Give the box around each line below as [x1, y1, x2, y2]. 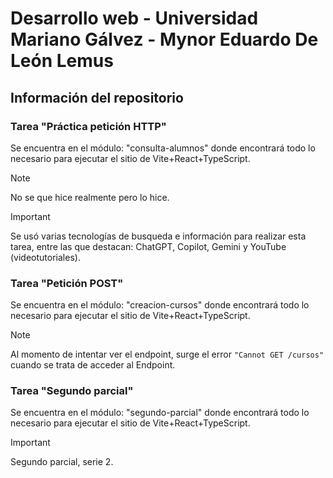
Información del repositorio [10, 89, 184, 106]
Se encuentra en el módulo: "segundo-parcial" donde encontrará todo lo [10, 407, 310, 419]
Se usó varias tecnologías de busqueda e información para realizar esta [10, 230, 307, 242]
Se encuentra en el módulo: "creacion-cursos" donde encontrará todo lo [10, 299, 310, 311]
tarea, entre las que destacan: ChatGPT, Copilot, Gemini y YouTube [10, 240, 287, 252]
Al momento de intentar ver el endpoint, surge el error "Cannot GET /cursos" [10, 348, 325, 361]
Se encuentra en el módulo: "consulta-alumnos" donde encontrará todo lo [10, 142, 316, 154]
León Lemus [10, 50, 114, 72]
